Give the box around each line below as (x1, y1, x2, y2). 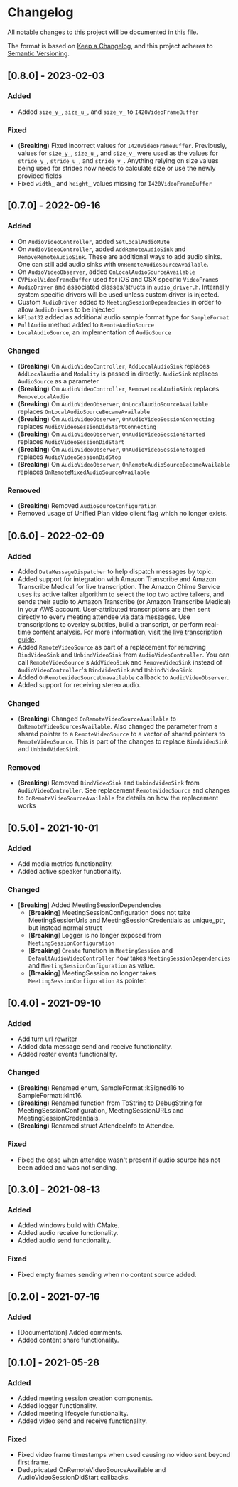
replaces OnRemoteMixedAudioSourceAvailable (17, 467, 151, 476)
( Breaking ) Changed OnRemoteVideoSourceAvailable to (17, 714, 176, 723)
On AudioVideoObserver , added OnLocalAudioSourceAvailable (17, 268, 195, 276)
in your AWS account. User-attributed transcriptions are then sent (17, 605, 211, 613)
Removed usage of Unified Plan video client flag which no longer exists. (17, 509, 228, 518)
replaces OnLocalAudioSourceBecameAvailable (17, 407, 151, 416)
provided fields (17, 171, 63, 180)
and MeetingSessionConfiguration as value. (28, 961, 156, 970)
